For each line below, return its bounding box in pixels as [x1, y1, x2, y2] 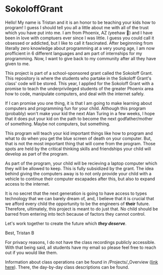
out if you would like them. [5, 249, 58, 256]
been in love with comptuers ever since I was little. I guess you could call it [5, 35, 154, 41]
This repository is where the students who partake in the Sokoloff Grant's [5, 75, 152, 81]
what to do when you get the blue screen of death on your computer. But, [5, 135, 152, 141]
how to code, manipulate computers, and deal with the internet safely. [5, 91, 145, 97]
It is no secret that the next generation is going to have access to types [5, 190, 147, 196]
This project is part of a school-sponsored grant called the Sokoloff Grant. [5, 70, 153, 76]
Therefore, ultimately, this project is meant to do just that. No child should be [5, 206, 158, 212]
